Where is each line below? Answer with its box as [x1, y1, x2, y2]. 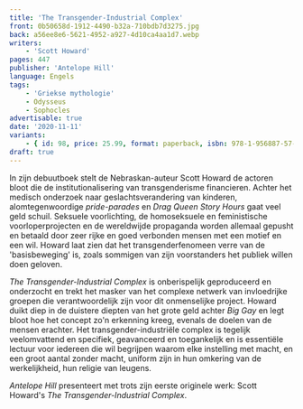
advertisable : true [9, 114, 83, 123]
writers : [9, 38, 42, 48]
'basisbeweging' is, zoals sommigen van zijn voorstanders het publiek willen [9, 249, 293, 260]
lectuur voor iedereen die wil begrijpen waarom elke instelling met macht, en [9, 343, 293, 354]
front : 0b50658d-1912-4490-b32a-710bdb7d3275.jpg [9, 22, 200, 31]
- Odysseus [25, 97, 67, 107]
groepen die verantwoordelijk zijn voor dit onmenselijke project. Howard [9, 295, 277, 306]
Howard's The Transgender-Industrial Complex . [9, 389, 188, 400]
